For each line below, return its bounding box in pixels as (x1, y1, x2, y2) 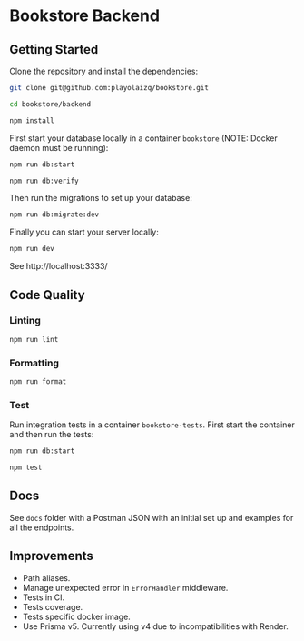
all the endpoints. (9, 522, 74, 533)
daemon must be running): (9, 142, 109, 153)
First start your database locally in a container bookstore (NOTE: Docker (9, 133, 279, 144)
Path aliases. (22, 572, 71, 583)
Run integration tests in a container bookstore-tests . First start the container (9, 419, 295, 430)
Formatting (9, 356, 60, 369)
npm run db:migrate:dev (9, 210, 100, 219)
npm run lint (9, 335, 59, 344)
